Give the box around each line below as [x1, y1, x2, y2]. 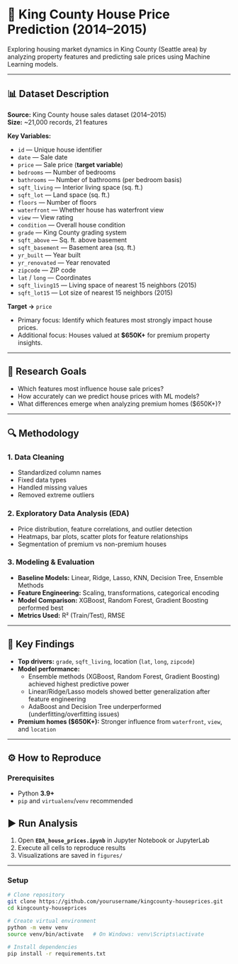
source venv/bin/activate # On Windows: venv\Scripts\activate [7, 931, 204, 938]
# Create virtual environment [7, 917, 97, 925]
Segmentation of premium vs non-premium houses [17, 540, 167, 548]
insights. [17, 338, 42, 346]
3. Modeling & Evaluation [7, 557, 95, 567]
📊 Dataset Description [7, 88, 110, 100]
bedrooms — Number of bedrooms [17, 168, 116, 176]
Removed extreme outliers [17, 491, 95, 499]
